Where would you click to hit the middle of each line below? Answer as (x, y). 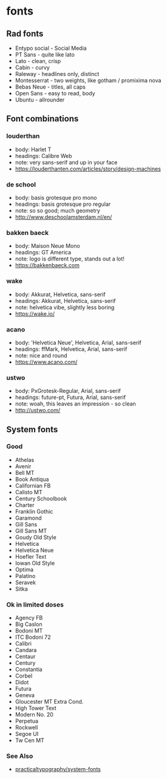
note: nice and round (41, 355)
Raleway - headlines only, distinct (57, 74)
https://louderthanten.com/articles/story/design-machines (88, 169)
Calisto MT (29, 492)
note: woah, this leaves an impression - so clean (76, 404)
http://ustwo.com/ (38, 410)
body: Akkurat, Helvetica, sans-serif (60, 294)
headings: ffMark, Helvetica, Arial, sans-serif (71, 349)
